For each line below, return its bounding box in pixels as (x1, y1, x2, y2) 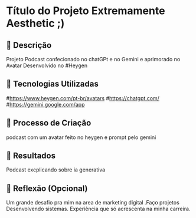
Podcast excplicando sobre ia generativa (6, 166, 106, 173)
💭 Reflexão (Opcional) (6, 183, 88, 193)
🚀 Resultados (6, 151, 56, 161)
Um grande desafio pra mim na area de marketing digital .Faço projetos (6, 199, 180, 206)
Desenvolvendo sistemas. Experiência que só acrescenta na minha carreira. (6, 205, 191, 213)
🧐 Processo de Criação (6, 118, 92, 128)
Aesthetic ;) (6, 16, 65, 30)
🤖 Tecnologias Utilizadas (6, 79, 99, 89)
